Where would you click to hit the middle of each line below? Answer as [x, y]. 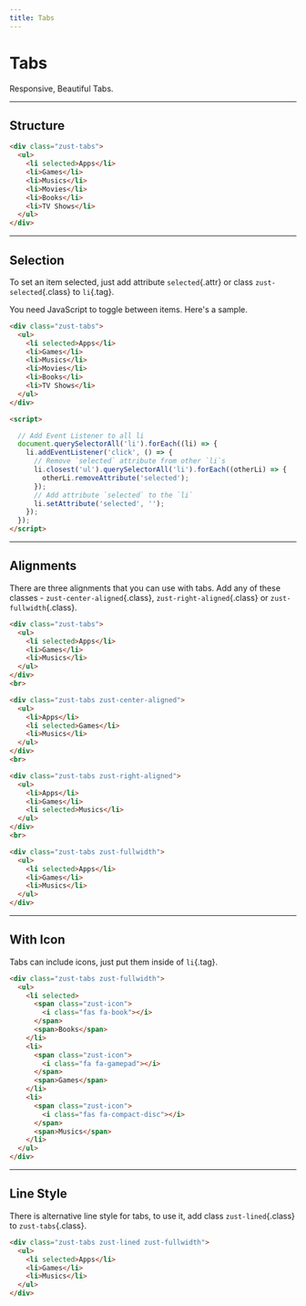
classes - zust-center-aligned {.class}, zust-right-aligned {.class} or [139, 597]
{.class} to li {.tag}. [78, 291]
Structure [37, 126]
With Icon [37, 940]
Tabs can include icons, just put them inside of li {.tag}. [114, 962]
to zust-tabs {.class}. [48, 1226]
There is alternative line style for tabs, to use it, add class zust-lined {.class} [153, 1216]
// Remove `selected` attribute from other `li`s [129, 461]
